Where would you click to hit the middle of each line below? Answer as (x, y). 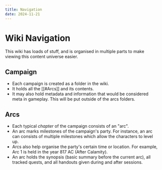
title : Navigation (24, 9)
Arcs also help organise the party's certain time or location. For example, (85, 147)
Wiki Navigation (38, 38)
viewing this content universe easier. (42, 57)
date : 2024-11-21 (23, 14)
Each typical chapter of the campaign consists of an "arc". (70, 126)
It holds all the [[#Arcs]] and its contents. (53, 89)
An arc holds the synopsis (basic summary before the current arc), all (81, 157)
